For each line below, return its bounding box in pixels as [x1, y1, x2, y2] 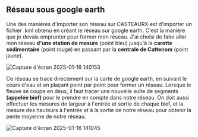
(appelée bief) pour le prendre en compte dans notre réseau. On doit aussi [6, 94, 190, 101]
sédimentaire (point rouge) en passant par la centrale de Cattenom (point [6, 46, 188, 53]
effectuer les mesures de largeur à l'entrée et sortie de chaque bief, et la [6, 100, 184, 107]
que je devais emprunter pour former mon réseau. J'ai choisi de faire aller [6, 33, 187, 40]
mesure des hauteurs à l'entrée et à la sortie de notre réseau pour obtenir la [6, 106, 191, 113]
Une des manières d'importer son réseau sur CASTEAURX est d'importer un [6, 20, 192, 27]
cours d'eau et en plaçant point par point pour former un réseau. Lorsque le [6, 81, 191, 88]
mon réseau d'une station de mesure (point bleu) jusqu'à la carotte [6, 39, 172, 46]
